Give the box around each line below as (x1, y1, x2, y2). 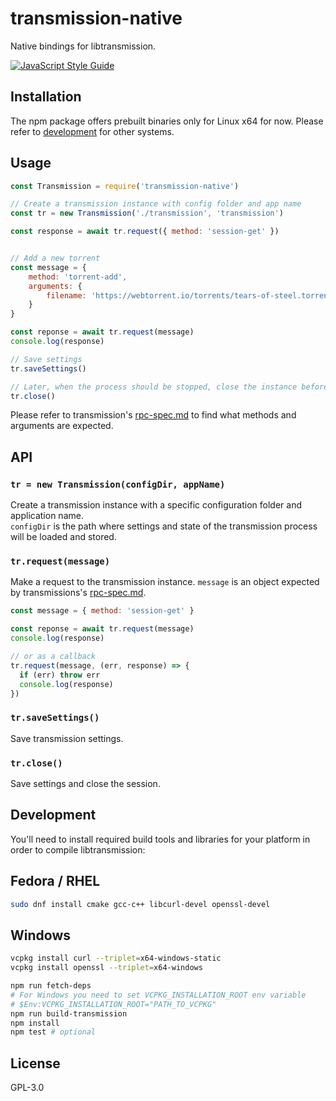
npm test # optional (10, 1027, 97, 1037)
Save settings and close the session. (10, 778, 161, 790)
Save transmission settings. (10, 732, 124, 744)
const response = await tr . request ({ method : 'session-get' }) (10, 227, 280, 237)
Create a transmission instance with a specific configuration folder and (10, 499, 302, 511)
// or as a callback (10, 652, 97, 662)
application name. (10, 510, 84, 522)
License (10, 1055, 61, 1072)
